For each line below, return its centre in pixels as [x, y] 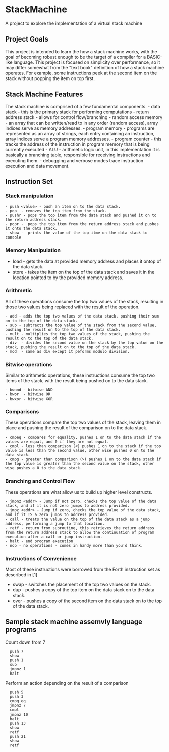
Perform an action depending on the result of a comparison [67, 683]
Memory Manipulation [33, 250]
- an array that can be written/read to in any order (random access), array [82, 123]
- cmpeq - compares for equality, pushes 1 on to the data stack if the [83, 437]
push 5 [17, 692]
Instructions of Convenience [41, 558]
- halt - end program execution [39, 541]
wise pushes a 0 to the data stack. [44, 468]
